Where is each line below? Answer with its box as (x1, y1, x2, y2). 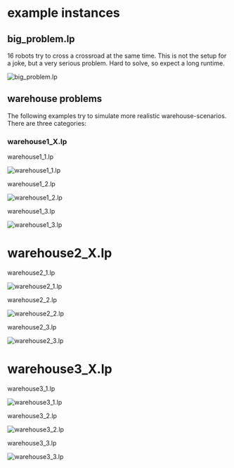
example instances (7, 5, 121, 21)
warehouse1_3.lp (7, 207, 56, 216)
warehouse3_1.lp (7, 384, 56, 393)
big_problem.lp (7, 33, 75, 45)
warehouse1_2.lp (7, 180, 56, 188)
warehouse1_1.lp (7, 152, 54, 161)
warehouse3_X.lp (7, 361, 112, 377)
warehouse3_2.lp (7, 411, 58, 420)
